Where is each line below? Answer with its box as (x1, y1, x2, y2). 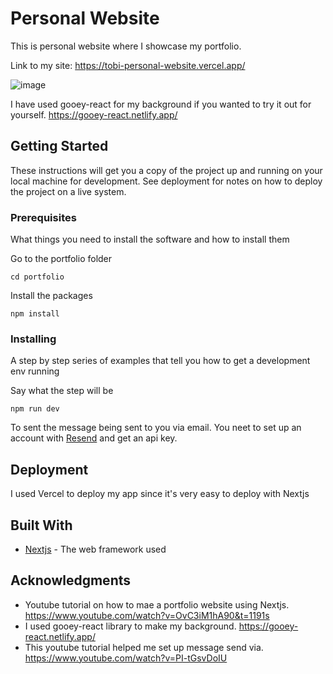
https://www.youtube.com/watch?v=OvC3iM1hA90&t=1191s (24, 609, 270, 621)
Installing (10, 332, 57, 346)
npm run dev (10, 404, 60, 414)
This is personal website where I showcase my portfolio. (10, 40, 242, 52)
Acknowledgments (10, 572, 132, 589)
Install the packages (10, 290, 93, 302)
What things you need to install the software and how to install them (10, 233, 290, 246)
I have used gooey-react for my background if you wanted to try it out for (10, 98, 312, 110)
